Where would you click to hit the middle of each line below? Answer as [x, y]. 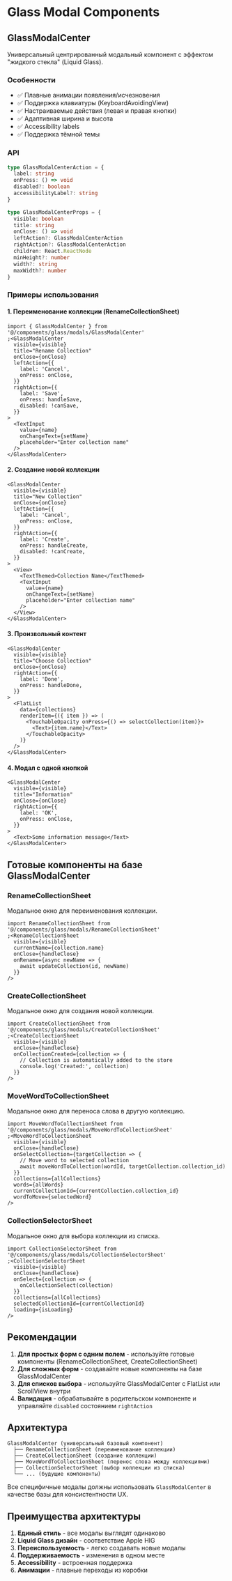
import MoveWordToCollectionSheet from [65, 1124]
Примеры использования [53, 295]
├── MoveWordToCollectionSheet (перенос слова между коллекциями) [112, 1462]
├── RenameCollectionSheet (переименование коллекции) [95, 1450]
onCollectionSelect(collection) [67, 1285]
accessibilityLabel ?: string [56, 193]
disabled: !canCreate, [53, 551]
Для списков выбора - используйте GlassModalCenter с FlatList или [119, 1383]
